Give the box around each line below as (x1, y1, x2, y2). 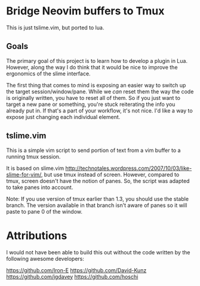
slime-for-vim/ (6, 171, 42, 178)
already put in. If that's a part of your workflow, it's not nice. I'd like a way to (6, 107, 193, 114)
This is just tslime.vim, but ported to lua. (6, 24, 104, 31)
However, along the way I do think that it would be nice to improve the (6, 63, 178, 71)
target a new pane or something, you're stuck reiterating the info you (6, 101, 176, 108)
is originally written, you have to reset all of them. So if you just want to (6, 94, 181, 101)
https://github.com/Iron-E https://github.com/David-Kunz (6, 266, 147, 273)
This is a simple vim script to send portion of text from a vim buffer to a (6, 147, 181, 154)
